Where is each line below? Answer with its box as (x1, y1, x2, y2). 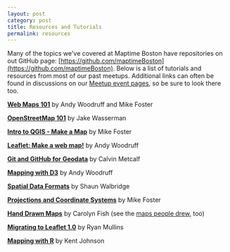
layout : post (7, 10, 46, 18)
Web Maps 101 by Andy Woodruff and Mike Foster (7, 100, 153, 109)
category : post (7, 17, 52, 24)
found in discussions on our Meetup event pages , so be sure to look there (7, 79, 222, 88)
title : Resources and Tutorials (7, 23, 102, 30)
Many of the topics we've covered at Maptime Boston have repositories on (7, 49, 223, 58)
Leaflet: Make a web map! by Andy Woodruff (7, 141, 139, 150)
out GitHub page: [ (7, 57, 61, 65)
